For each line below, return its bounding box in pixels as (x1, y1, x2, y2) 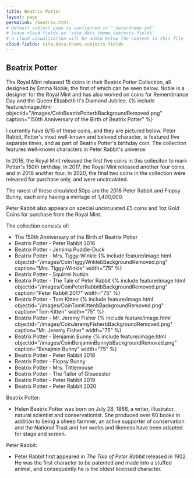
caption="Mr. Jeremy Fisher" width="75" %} (14, 326, 122, 333)
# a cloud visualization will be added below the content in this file (6, 36, 184, 42)
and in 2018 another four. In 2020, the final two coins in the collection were (6, 169, 186, 176)
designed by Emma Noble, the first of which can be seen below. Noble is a (6, 84, 185, 91)
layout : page (6, 14, 38, 20)
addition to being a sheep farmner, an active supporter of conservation (14, 418, 185, 425)
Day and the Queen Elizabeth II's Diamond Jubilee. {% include (6, 97, 156, 104)
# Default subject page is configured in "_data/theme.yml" (6, 25, 156, 31)
